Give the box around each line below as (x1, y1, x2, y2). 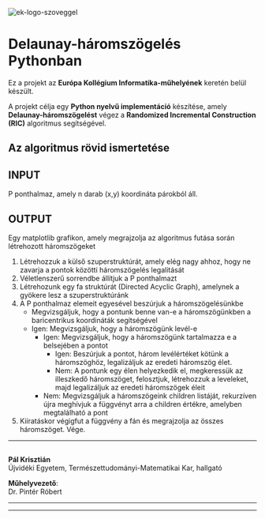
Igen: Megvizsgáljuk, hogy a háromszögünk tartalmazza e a (43, 332, 237, 341)
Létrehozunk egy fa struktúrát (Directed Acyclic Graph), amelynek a (19, 281, 240, 291)
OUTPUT (8, 212, 53, 225)
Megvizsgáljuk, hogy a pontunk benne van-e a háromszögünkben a (31, 307, 251, 316)
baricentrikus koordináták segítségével (31, 315, 158, 325)
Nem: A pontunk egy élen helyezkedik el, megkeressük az (54, 366, 244, 375)
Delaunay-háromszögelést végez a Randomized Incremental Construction (8, 110, 256, 119)
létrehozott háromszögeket (8, 241, 96, 250)
